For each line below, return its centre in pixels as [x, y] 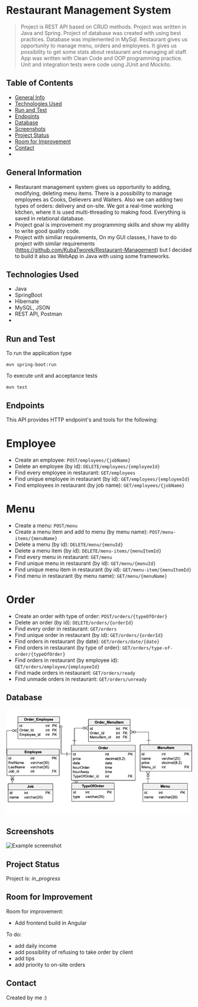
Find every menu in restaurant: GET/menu [63, 556]
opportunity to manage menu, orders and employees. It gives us [99, 46]
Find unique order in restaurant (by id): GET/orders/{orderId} [89, 635]
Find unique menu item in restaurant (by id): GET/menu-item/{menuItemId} [103, 570]
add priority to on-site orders [50, 964]
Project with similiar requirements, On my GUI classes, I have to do [96, 237]
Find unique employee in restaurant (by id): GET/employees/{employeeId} [102, 479]
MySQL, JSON [32, 308]
